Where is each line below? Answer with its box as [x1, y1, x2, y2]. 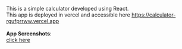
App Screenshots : [6, 30, 52, 37]
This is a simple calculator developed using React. [6, 5, 129, 12]
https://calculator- [131, 11, 176, 18]
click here [6, 37, 31, 43]
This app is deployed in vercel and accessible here [6, 11, 131, 18]
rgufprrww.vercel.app [6, 18, 59, 24]
